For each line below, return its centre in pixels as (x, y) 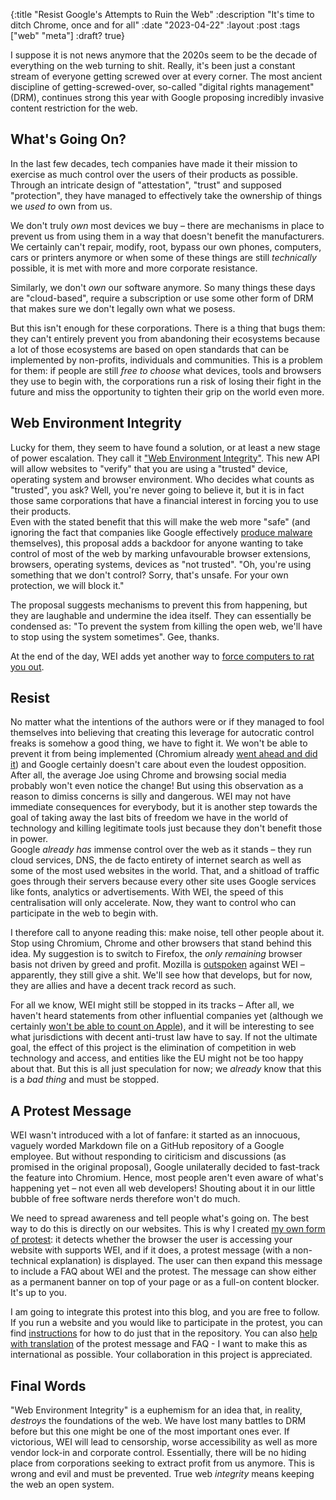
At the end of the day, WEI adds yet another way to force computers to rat (162, 656)
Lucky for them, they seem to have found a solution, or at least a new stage (165, 447)
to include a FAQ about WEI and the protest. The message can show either (163, 1271)
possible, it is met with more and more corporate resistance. (134, 268)
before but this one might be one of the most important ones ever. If (150, 1431)
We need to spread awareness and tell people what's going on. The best (160, 1218)
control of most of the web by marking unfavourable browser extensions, (161, 553)
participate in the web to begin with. (84, 913)
